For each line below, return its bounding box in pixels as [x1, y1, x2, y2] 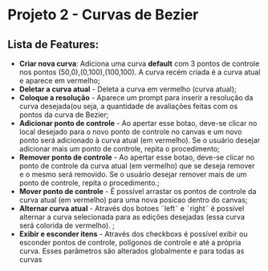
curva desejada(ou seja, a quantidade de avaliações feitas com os [18, 102, 238, 111]
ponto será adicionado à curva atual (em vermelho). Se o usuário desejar [18, 135, 261, 145]
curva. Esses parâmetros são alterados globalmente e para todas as [18, 246, 245, 256]
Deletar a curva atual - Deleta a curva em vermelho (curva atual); [18, 84, 238, 94]
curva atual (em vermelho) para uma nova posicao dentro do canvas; [18, 195, 248, 204]
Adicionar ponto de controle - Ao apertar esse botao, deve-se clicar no [18, 119, 258, 127]
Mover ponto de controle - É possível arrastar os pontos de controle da [18, 187, 257, 196]
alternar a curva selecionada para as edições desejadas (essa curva [18, 212, 246, 221]
